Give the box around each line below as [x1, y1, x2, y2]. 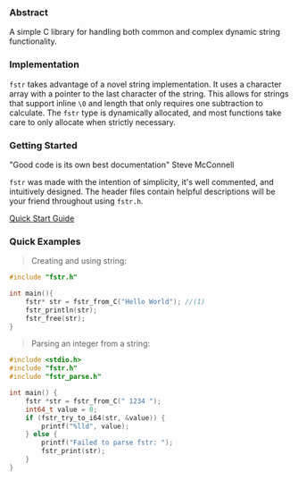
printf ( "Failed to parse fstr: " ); [41, 438, 174, 448]
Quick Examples [9, 235, 81, 248]
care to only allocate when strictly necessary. [9, 116, 177, 127]
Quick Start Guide [9, 213, 75, 223]
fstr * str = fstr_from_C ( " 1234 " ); [25, 396, 162, 406]
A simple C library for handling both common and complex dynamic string [9, 27, 281, 38]
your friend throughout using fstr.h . [9, 195, 144, 206]
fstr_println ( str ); [25, 306, 98, 315]
